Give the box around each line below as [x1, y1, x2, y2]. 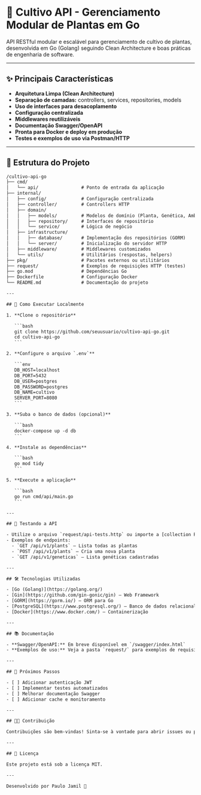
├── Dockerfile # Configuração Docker [6, 274, 138, 280]
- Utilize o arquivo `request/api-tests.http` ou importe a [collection [6, 532, 191, 538]
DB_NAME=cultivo [14, 389, 55, 395]
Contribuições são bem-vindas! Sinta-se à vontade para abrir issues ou [6, 729, 191, 735]
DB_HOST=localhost [14, 367, 60, 373]
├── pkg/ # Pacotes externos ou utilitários [6, 257, 170, 263]
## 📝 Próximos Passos [6, 669, 60, 675]
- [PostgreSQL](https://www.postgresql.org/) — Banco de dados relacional [6, 603, 197, 609]
